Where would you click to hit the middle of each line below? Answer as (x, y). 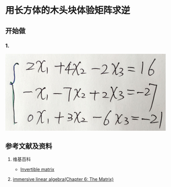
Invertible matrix (37, 169)
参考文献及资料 (29, 146)
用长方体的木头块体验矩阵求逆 (68, 10)
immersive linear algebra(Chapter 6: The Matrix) (63, 179)
